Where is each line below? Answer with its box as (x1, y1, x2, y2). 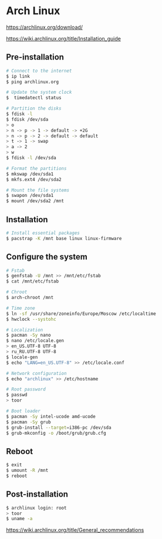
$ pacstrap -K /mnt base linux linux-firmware (6, 235, 122, 241)
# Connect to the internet (6, 68, 72, 74)
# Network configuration (6, 370, 67, 376)
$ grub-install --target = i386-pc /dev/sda (6, 425, 112, 430)
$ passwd (6, 392, 28, 398)
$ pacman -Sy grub (6, 419, 51, 425)
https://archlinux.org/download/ (6, 24, 83, 31)
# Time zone (6, 305, 35, 311)
